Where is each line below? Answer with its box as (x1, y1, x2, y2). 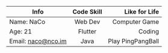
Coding (138, 27, 160, 35)
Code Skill (72, 8, 102, 15)
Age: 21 (9, 27, 32, 35)
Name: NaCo (9, 18, 46, 26)
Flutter (78, 27, 97, 35)
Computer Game (112, 18, 160, 26)
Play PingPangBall (108, 37, 160, 45)
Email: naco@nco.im (9, 37, 67, 45)
